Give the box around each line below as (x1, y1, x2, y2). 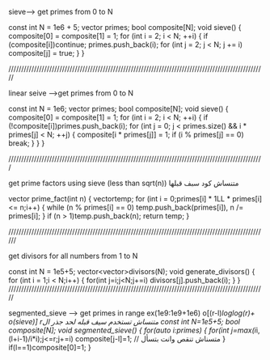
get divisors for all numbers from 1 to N (8, 251, 138, 260)
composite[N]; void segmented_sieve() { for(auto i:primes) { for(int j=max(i (8, 325, 257, 335)
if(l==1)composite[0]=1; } (8, 343, 91, 352)
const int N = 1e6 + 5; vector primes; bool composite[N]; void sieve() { (8, 23, 242, 32)
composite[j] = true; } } (8, 49, 85, 57)
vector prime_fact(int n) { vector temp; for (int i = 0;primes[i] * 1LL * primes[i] (8, 194, 263, 203)
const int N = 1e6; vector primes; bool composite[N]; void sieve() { (8, 104, 229, 113)
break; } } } (8, 138, 45, 148)
